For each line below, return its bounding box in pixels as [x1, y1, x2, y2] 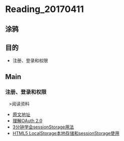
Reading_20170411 [5, 4, 84, 15]
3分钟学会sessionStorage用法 [12, 124, 74, 130]
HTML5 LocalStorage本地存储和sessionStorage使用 [12, 130, 119, 136]
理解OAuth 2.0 [12, 118, 43, 124]
